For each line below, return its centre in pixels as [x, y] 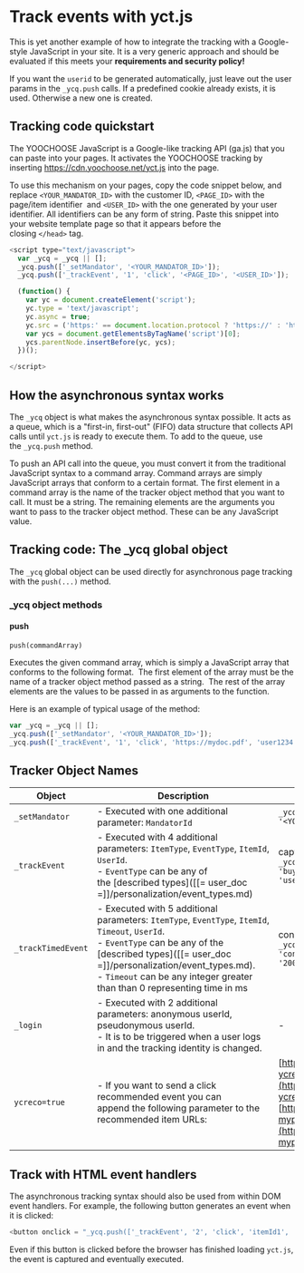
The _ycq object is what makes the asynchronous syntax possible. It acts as [150, 417]
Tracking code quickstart [82, 126]
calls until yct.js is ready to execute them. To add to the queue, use [136, 436]
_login [28, 1025]
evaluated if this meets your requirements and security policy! [127, 61]
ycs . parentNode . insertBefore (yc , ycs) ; [101, 342]
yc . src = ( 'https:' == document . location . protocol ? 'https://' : [153, 325]
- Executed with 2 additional [157, 1003]
